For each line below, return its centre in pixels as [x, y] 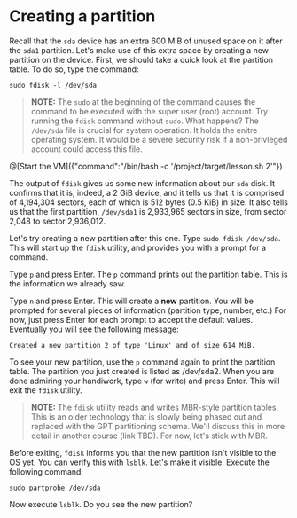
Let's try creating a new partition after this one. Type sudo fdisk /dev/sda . [145, 238]
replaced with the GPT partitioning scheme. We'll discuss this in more [158, 426]
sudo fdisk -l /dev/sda [53, 85]
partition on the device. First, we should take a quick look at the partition [141, 59]
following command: [47, 471]
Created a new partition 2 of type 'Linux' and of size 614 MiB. [132, 345]
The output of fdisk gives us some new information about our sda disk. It [142, 183]
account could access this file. [87, 149]
